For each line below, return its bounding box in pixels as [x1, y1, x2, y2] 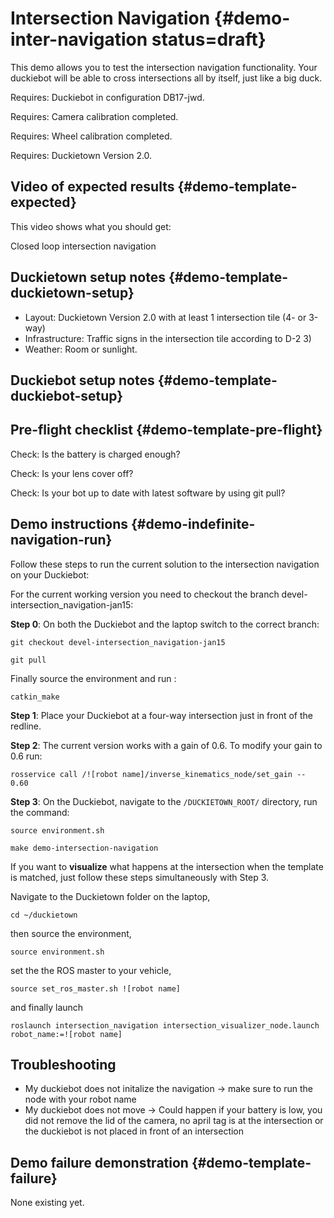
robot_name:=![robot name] [10, 1029, 123, 1039]
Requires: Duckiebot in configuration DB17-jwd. [10, 91, 205, 103]
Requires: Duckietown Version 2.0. [10, 149, 153, 161]
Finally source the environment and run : [10, 672, 177, 684]
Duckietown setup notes [10, 269, 166, 286]
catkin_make [10, 692, 60, 702]
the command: [10, 806, 70, 818]
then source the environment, [10, 927, 132, 939]
